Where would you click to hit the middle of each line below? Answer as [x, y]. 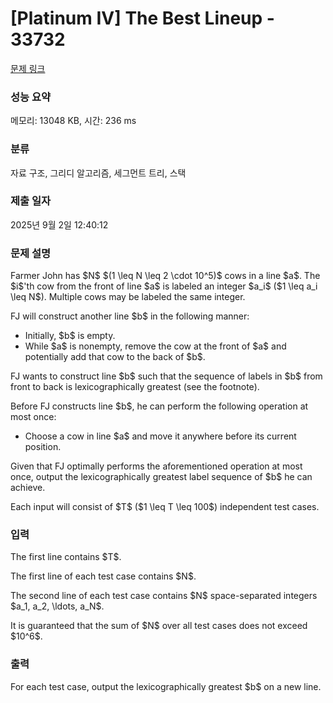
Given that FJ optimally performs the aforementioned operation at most [156, 466]
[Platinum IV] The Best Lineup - [142, 18]
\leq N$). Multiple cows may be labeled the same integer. [128, 297]
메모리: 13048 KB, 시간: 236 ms [73, 121]
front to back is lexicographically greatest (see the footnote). [135, 387]
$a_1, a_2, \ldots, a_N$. [57, 606]
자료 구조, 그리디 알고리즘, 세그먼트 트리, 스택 [98, 173]
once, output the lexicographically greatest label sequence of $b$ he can [161, 477]
